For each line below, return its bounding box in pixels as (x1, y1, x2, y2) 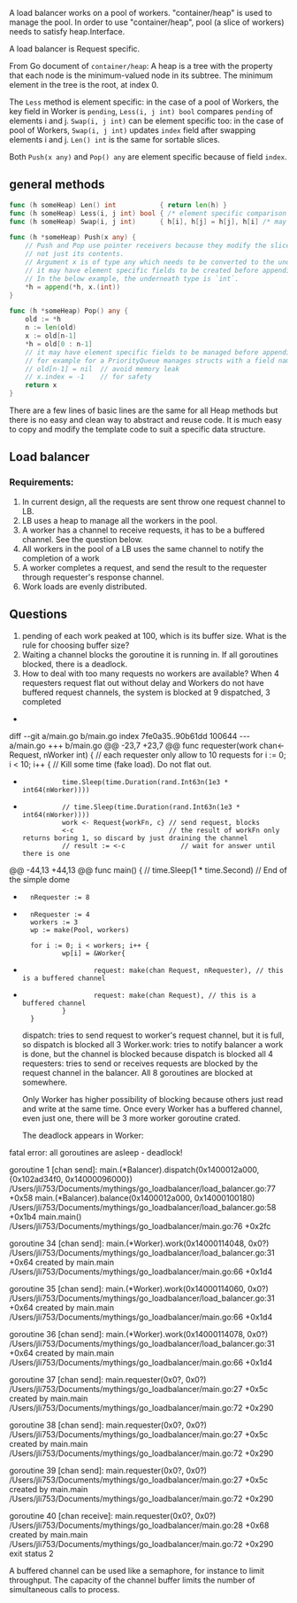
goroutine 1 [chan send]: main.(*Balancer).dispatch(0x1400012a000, (9, 1164, 260, 1175)
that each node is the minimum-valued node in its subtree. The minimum (9, 70, 273, 81)
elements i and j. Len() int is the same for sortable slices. (9, 135, 221, 144)
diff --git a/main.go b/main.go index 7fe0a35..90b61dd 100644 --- (9, 730, 250, 741)
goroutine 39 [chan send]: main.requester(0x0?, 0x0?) (9, 1465, 208, 1475)
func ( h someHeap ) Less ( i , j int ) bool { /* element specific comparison (9, 208, 287, 218)
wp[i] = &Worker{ (61, 948, 126, 958)
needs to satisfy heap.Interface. (9, 27, 126, 36)
